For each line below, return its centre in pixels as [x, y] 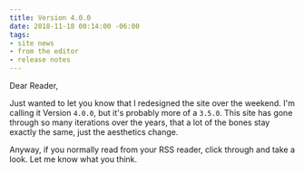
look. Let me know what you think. [74, 159]
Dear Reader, [34, 86]
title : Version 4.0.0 [50, 18]
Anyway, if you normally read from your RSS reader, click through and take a [152, 149]
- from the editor [44, 52]
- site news [32, 43]
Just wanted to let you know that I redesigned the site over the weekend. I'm [152, 103]
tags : [20, 34]
